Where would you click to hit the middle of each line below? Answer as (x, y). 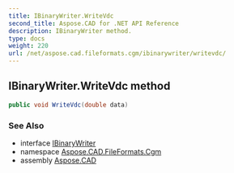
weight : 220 (28, 46)
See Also (26, 125)
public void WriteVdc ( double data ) (68, 105)
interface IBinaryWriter (58, 143)
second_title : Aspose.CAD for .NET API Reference (94, 23)
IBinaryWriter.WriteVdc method (89, 86)
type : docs (27, 38)
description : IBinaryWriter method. (70, 31)
